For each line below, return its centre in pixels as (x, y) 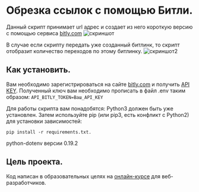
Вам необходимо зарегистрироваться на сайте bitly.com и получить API (98, 84)
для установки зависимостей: (44, 121)
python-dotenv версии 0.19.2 (42, 143)
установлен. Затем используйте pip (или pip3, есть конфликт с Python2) (98, 114)
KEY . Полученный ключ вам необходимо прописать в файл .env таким (96, 91)
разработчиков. (26, 182)
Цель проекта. (35, 162)
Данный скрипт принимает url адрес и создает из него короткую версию (99, 27)
